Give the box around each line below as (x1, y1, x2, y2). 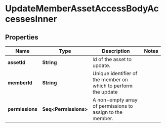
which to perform (92, 82, 133, 89)
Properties (5, 33, 39, 41)
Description (102, 48, 130, 54)
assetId (7, 59, 26, 65)
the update (92, 89, 118, 95)
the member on (92, 76, 128, 83)
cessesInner (5, 13, 57, 25)
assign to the (92, 109, 123, 116)
